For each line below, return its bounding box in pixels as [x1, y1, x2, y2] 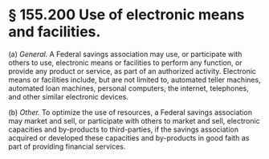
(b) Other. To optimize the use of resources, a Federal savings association [8, 107, 253, 117]
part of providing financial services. [8, 141, 126, 151]
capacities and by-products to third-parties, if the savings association [8, 124, 239, 134]
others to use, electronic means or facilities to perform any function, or [8, 58, 243, 67]
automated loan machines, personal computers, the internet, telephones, [8, 83, 249, 93]
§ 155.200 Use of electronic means [8, 6, 245, 24]
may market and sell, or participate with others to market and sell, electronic [8, 116, 260, 125]
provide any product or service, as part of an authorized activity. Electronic [8, 66, 257, 75]
